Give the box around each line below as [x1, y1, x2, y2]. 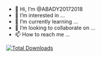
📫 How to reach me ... [14, 31, 70, 38]
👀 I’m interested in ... [14, 12, 65, 19]
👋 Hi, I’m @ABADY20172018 [14, 6, 83, 12]
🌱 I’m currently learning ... [14, 18, 78, 25]
